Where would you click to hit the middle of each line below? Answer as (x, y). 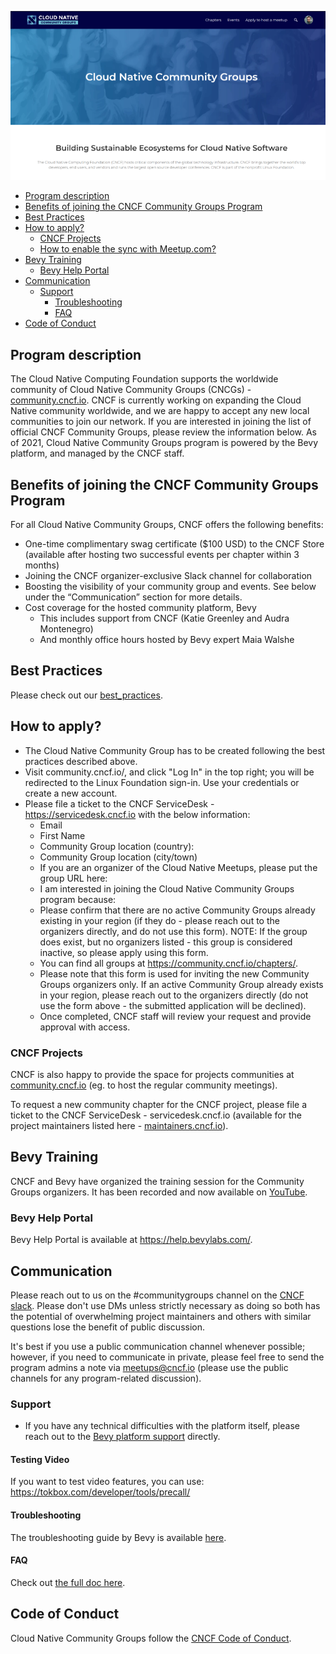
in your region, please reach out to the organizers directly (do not (174, 995)
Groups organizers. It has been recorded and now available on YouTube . (159, 1192)
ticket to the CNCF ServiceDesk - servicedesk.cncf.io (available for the (156, 1115)
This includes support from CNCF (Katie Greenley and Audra (164, 618)
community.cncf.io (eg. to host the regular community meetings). (144, 1085)
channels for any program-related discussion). (106, 1378)
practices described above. (81, 761)
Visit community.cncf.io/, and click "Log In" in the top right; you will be (169, 772)
